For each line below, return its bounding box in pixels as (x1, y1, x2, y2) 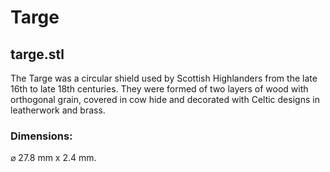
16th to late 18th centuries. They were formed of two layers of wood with (10, 83, 309, 95)
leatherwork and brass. (10, 104, 106, 116)
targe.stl (10, 46, 65, 63)
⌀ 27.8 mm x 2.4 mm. (10, 152, 97, 164)
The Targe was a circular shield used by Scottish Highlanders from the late (10, 72, 318, 84)
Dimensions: (10, 129, 73, 143)
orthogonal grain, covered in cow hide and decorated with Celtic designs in (10, 94, 320, 105)
